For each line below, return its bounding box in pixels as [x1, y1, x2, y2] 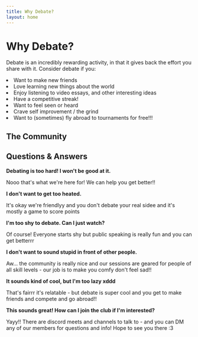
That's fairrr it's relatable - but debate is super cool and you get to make [6, 289, 182, 296]
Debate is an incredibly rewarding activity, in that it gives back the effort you [6, 59, 192, 66]
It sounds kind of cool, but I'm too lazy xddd [6, 277, 116, 284]
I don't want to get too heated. [6, 190, 82, 197]
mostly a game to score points [6, 208, 80, 215]
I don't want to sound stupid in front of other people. [6, 248, 137, 256]
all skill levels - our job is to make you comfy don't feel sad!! [6, 266, 152, 273]
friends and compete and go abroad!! [6, 295, 97, 302]
